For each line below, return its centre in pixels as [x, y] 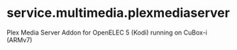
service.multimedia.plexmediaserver [118, 13]
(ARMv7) [20, 39]
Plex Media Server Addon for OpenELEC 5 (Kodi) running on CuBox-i [107, 32]
